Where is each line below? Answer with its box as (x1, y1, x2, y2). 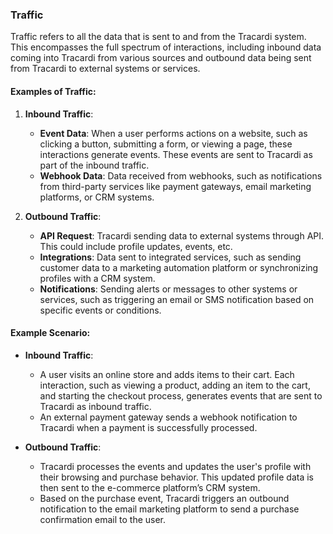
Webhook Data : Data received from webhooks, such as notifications (39, 169, 323, 182)
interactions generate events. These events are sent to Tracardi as (39, 148, 313, 160)
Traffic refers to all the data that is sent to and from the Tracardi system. (10, 31, 307, 43)
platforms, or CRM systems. (39, 191, 155, 203)
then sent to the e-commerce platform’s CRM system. (39, 481, 261, 493)
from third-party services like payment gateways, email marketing (39, 180, 312, 192)
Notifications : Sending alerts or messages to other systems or (39, 283, 298, 295)
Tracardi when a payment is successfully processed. (39, 421, 258, 433)
